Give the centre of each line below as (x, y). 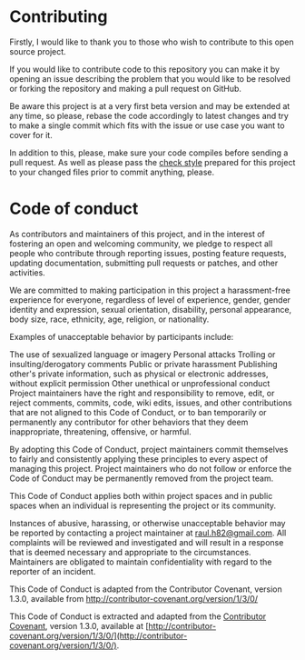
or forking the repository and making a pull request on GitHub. (126, 88)
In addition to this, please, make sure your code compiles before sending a (149, 153)
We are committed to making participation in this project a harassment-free (150, 290)
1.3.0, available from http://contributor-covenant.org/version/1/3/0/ (134, 598)
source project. (38, 51)
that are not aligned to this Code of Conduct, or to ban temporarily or (138, 412)
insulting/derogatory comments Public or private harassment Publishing (144, 364)
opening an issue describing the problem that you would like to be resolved (150, 78)
